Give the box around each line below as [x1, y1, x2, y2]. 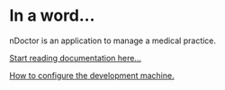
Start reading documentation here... [9, 52, 142, 63]
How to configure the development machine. [9, 69, 175, 81]
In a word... [9, 5, 95, 26]
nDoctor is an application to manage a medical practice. [9, 35, 217, 46]
